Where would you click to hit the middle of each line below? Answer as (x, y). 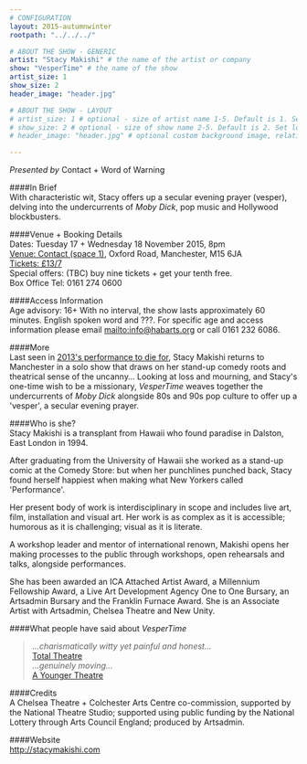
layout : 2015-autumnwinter (61, 27)
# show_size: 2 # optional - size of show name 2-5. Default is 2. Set (148, 127)
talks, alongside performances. (68, 564)
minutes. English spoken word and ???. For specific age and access (137, 320)
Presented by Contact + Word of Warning (87, 170)
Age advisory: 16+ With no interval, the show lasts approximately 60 (138, 311)
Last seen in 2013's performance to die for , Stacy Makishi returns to (137, 357)
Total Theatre (57, 656)
